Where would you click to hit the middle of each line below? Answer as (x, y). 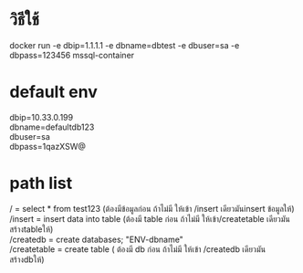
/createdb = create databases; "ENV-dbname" (97, 239)
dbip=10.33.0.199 (42, 117)
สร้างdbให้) (27, 259)
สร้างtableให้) (31, 229)
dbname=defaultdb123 (52, 127)
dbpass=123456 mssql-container (72, 55)
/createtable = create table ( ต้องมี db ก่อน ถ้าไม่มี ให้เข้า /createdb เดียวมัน (138, 249)
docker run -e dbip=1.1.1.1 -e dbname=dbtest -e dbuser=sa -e (125, 45)
